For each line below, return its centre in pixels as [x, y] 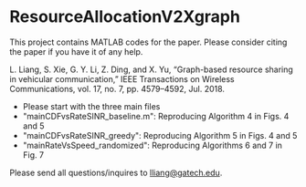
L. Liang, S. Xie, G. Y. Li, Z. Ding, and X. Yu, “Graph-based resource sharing [152, 69]
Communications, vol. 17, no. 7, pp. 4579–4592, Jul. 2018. [117, 88]
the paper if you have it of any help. [76, 51]
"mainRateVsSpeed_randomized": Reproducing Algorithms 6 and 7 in [153, 145]
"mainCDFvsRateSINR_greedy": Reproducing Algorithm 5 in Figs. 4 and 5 [160, 135]
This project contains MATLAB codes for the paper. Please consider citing [148, 42]
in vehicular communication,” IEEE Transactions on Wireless [122, 78]
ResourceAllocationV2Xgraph [125, 17]
